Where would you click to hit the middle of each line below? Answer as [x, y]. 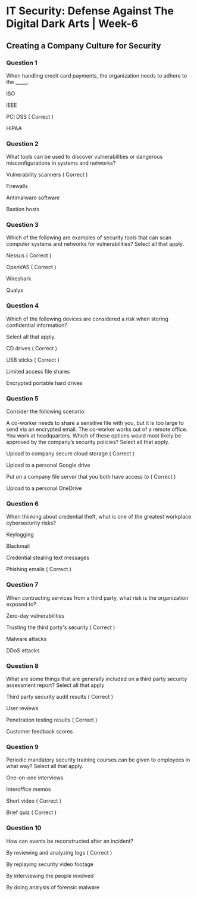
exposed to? [21, 604]
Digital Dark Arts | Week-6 [72, 24]
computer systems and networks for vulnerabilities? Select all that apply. [95, 244]
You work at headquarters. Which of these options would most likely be [94, 436]
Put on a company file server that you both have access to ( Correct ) [91, 477]
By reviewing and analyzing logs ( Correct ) [59, 852]
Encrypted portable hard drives [44, 383]
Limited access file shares [38, 371]
